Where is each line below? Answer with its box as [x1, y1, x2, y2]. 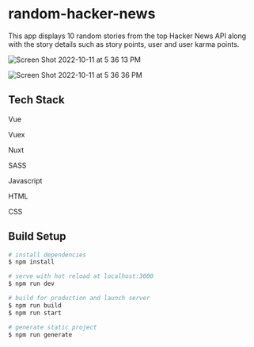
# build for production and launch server [8, 295, 150, 303]
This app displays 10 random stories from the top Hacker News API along [8, 31, 247, 40]
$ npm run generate [8, 330, 73, 338]
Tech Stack [8, 93, 65, 107]
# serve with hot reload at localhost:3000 [8, 272, 154, 280]
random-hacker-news [8, 5, 156, 23]
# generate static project [8, 323, 97, 331]
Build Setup [8, 229, 66, 243]
